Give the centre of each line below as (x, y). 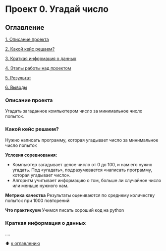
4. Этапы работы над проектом (38, 68)
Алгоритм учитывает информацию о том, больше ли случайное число (87, 180)
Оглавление (25, 28)
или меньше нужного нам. (40, 186)
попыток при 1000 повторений (37, 200)
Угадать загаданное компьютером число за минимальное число (74, 111)
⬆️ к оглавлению (23, 243)
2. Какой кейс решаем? (30, 49)
